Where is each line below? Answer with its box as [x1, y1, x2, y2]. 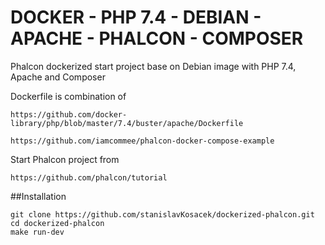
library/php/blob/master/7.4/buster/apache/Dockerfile [10, 118, 244, 128]
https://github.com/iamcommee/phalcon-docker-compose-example [10, 136, 275, 146]
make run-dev [10, 227, 65, 237]
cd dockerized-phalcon [10, 218, 105, 228]
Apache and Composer [10, 71, 106, 83]
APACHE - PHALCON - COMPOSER [10, 27, 304, 50]
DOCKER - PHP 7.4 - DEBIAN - [10, 6, 262, 29]
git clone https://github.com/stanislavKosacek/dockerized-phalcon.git [10, 209, 315, 220]
